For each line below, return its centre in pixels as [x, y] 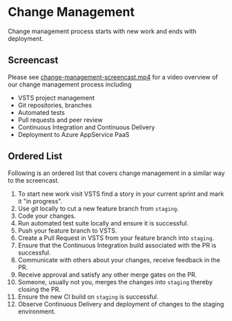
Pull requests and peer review [60, 120]
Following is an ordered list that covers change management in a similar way [116, 173]
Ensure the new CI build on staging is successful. [88, 296]
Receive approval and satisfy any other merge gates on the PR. [107, 275]
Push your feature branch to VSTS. [67, 230]
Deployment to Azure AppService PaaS [74, 134]
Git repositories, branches [55, 105]
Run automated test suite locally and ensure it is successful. [103, 223]
